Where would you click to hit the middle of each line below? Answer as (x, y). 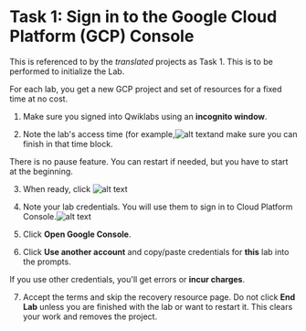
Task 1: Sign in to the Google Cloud (143, 17)
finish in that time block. (68, 144)
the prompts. (47, 262)
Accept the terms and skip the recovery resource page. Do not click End (159, 297)
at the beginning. (41, 171)
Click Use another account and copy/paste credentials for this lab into (156, 251)
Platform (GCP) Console (102, 36)
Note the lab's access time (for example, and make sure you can (160, 133)
